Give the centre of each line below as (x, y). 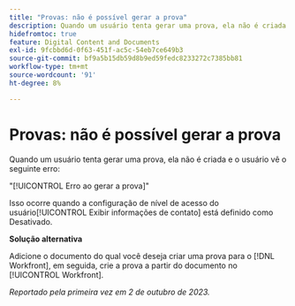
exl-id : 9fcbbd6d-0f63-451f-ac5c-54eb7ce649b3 (96, 50)
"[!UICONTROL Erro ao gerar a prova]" (79, 186)
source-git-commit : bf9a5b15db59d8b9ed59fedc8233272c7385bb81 (126, 58)
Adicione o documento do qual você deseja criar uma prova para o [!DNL (142, 256)
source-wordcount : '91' (53, 75)
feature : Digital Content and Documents (85, 42)
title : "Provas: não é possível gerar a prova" (98, 17)
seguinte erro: (34, 168)
